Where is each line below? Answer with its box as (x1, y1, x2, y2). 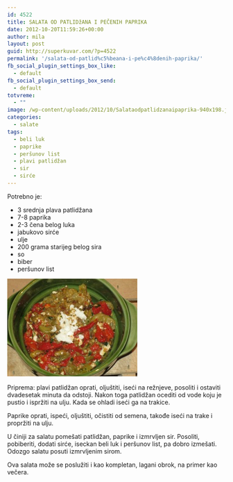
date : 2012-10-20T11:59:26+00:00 (7, 26, 104, 33)
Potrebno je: (7, 192, 42, 201)
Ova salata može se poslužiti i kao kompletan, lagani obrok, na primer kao (7, 460, 218, 469)
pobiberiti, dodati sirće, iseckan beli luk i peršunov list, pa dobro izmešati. (7, 440, 217, 448)
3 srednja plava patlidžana (17, 206, 93, 214)
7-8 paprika (17, 213, 51, 222)
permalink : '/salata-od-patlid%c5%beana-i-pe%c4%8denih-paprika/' (7, 56, 203, 63)
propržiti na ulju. (7, 419, 54, 427)
